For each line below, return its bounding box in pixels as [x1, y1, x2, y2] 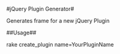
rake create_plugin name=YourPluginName [6, 41, 114, 48]
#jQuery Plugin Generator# [6, 6, 75, 12]
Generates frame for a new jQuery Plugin [6, 17, 110, 24]
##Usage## [6, 29, 37, 36]
